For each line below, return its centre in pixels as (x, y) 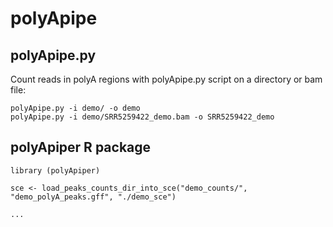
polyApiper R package (81, 147)
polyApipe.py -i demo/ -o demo (75, 108)
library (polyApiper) (55, 170)
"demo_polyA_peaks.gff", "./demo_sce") (93, 197)
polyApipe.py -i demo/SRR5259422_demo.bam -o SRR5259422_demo (142, 117)
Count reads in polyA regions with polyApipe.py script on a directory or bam (166, 79)
